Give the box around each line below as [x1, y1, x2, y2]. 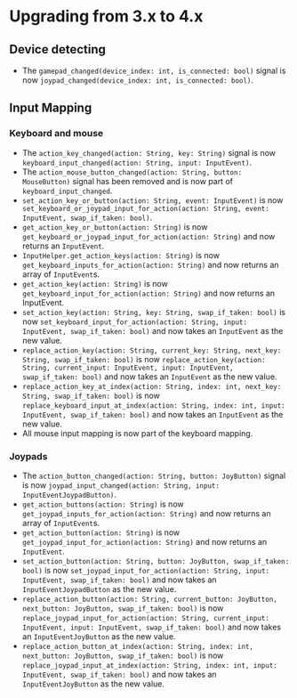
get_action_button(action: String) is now [21, 527, 181, 538]
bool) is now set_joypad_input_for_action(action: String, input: [21, 564, 270, 575]
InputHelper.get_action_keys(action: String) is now [21, 249, 221, 260]
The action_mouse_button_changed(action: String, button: [21, 166, 243, 177]
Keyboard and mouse [9, 127, 104, 140]
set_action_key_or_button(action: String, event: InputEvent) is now [21, 194, 284, 206]
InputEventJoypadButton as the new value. [21, 583, 177, 594]
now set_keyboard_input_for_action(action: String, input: [21, 316, 247, 327]
